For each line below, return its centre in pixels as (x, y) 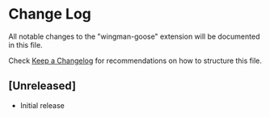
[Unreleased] (42, 86)
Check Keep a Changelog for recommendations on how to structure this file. (135, 61)
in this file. (25, 44)
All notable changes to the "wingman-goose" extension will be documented (134, 36)
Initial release (42, 105)
